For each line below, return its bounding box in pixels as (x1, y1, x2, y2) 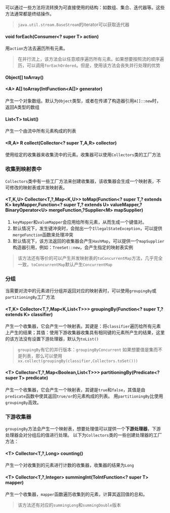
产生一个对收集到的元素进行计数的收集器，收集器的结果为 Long (5, 462, 134, 468)
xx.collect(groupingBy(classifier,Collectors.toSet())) (17, 359, 138, 364)
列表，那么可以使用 (22, 353, 62, 359)
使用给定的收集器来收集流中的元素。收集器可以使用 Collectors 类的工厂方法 (5, 151, 161, 158)
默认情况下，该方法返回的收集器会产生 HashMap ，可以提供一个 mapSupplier (12, 238, 164, 244)
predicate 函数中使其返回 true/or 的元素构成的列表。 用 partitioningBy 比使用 (5, 393, 163, 399)
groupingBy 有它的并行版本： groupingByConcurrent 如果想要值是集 (17, 346, 154, 353)
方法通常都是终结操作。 (5, 11, 54, 17)
